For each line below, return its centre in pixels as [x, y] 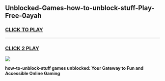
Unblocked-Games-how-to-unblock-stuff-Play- [80, 8]
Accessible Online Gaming [33, 73]
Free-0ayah [23, 16]
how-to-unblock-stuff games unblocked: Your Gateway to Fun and [74, 68]
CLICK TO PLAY [24, 30]
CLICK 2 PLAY [22, 48]
